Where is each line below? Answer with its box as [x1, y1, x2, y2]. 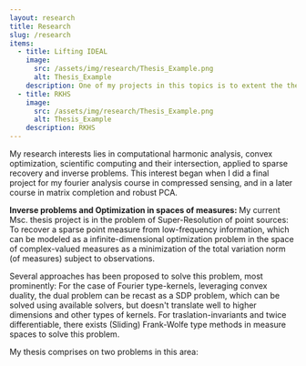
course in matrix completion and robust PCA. [9, 188, 178, 198]
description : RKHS [25, 124, 96, 133]
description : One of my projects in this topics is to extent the [25, 81, 283, 90]
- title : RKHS [17, 89, 71, 98]
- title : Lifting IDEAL [17, 47, 107, 56]
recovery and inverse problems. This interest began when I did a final [9, 168, 270, 178]
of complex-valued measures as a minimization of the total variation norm [9, 243, 286, 254]
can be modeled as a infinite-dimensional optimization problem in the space [9, 234, 294, 244]
